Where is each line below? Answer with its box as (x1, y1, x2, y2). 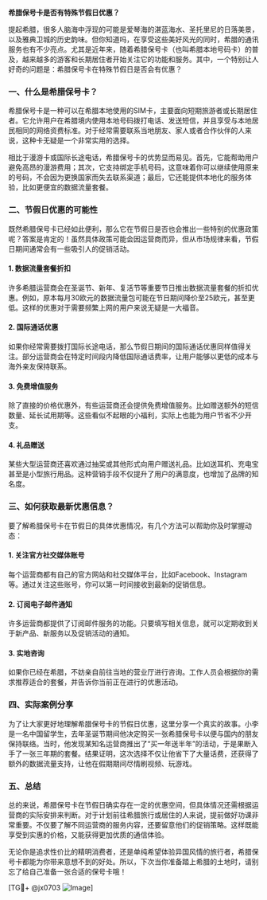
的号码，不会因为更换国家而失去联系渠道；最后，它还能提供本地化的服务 (8, 173, 245, 182)
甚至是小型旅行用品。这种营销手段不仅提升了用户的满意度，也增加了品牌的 (8, 469, 252, 479)
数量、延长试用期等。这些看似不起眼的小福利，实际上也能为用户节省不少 (8, 410, 245, 421)
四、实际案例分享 (8, 699, 74, 710)
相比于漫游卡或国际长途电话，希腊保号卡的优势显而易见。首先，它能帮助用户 (8, 153, 259, 162)
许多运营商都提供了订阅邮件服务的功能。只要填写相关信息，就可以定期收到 (8, 619, 252, 628)
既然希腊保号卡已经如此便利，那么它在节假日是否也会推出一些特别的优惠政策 (8, 224, 259, 233)
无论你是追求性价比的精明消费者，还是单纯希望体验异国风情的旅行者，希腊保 (8, 847, 259, 856)
